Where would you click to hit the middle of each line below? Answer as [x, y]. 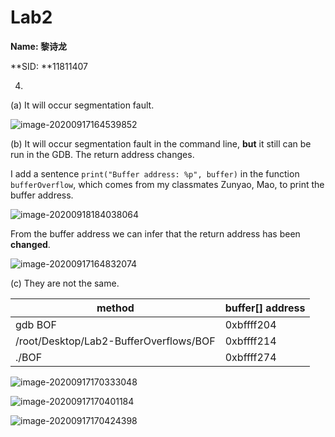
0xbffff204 [250, 324]
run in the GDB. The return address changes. [102, 154]
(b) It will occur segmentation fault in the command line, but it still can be [161, 143]
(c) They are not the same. [65, 283]
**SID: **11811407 [49, 66]
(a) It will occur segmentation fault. [82, 105]
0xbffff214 [250, 341]
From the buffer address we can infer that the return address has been [155, 233]
